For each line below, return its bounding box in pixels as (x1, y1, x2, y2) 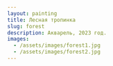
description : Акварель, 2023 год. (7, 29, 107, 36)
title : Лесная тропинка (7, 16, 76, 23)
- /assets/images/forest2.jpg (13, 49, 101, 56)
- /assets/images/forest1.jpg (13, 42, 101, 49)
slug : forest (7, 23, 45, 30)
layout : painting (7, 10, 58, 17)
